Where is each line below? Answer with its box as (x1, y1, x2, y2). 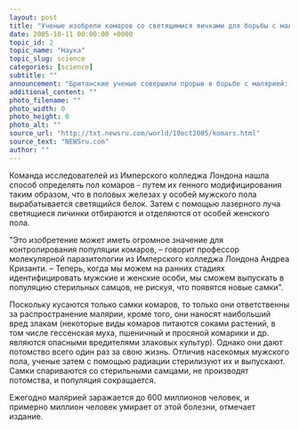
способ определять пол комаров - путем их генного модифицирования (9, 179, 282, 190)
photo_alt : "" (9, 121, 62, 130)
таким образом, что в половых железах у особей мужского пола (9, 189, 257, 199)
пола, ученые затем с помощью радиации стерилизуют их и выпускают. (9, 355, 286, 366)
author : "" (9, 145, 50, 154)
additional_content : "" (9, 87, 98, 96)
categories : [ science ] (9, 63, 93, 72)
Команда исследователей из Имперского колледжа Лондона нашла (9, 170, 270, 181)
